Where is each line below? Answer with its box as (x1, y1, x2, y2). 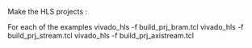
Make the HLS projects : (7, 7, 88, 16)
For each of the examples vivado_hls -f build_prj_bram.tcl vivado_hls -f (7, 22, 244, 31)
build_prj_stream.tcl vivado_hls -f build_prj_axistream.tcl (7, 31, 195, 40)
